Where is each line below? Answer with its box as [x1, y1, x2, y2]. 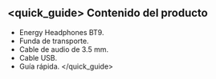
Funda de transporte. [18, 36, 89, 45]
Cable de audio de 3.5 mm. [18, 44, 109, 54]
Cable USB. [18, 53, 58, 62]
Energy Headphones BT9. [18, 27, 104, 37]
